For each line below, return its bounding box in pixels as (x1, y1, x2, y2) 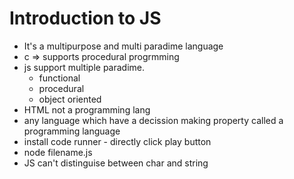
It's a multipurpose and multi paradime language (23, 40, 224, 52)
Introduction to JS (9, 7, 162, 30)
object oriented (38, 93, 102, 105)
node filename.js (23, 146, 93, 158)
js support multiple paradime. (23, 61, 146, 73)
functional (38, 72, 81, 84)
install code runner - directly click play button (23, 135, 212, 147)
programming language (23, 125, 121, 137)
